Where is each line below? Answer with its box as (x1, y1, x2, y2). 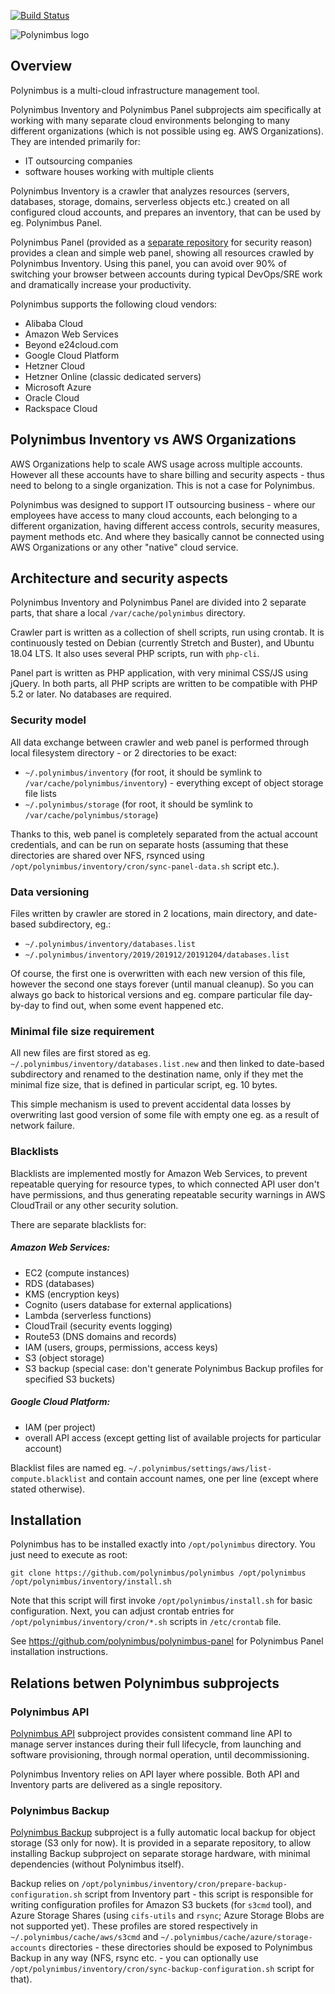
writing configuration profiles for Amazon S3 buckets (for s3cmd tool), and (10, 1899, 312, 1911)
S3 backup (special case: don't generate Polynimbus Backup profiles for (24, 1362, 324, 1374)
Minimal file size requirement (10, 1024, 155, 1038)
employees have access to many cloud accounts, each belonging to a (10, 509, 298, 521)
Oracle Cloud (24, 391, 80, 404)
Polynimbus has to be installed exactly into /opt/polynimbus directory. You (10, 1538, 316, 1550)
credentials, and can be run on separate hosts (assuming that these (10, 838, 289, 850)
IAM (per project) (24, 1421, 97, 1433)
